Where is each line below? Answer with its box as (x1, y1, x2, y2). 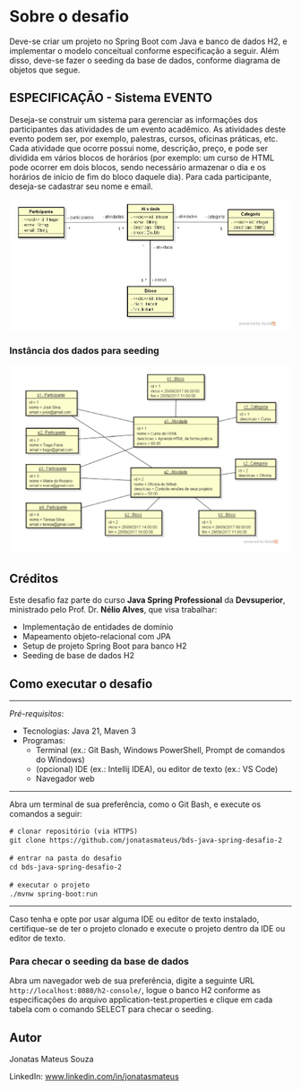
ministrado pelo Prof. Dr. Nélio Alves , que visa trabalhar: (9, 605, 218, 615)
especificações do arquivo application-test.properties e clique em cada (9, 994, 273, 1005)
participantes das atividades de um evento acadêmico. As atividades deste (9, 124, 287, 134)
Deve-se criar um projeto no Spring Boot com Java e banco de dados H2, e (9, 36, 288, 47)
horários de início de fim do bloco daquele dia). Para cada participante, (9, 171, 271, 182)
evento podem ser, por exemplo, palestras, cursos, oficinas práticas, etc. (9, 133, 279, 144)
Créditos (9, 571, 59, 586)
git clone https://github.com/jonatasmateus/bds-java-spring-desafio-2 (9, 836, 282, 845)
